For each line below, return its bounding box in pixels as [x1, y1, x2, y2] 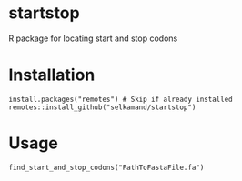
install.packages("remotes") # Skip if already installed [8, 95, 233, 104]
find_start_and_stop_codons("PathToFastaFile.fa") [8, 163, 205, 172]
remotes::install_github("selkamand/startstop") [8, 103, 197, 112]
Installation [8, 65, 96, 85]
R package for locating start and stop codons [8, 33, 178, 44]
